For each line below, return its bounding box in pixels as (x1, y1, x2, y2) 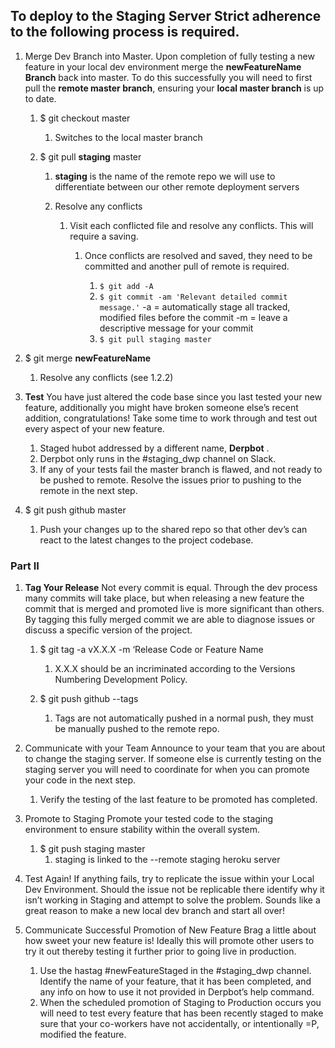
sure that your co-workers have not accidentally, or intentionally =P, (39, 1018, 320, 1030)
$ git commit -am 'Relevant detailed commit (99, 292, 288, 302)
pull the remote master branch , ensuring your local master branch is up (24, 82, 325, 94)
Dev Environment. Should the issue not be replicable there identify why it (24, 884, 325, 896)
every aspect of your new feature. (24, 422, 165, 434)
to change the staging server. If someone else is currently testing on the (24, 753, 322, 765)
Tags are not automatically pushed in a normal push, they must (54, 712, 314, 724)
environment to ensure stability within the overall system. (24, 824, 261, 836)
